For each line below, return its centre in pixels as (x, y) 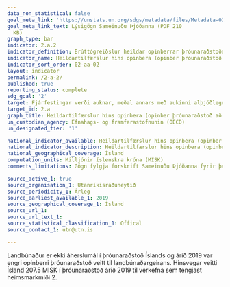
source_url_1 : (27, 211)
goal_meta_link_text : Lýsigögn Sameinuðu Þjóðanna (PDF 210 (95, 26)
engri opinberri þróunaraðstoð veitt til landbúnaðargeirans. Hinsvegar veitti (112, 262)
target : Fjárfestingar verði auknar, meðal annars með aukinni (99, 103)
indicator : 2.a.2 (32, 45)
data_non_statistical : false (49, 13)
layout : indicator (33, 71)
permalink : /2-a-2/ (35, 77)
